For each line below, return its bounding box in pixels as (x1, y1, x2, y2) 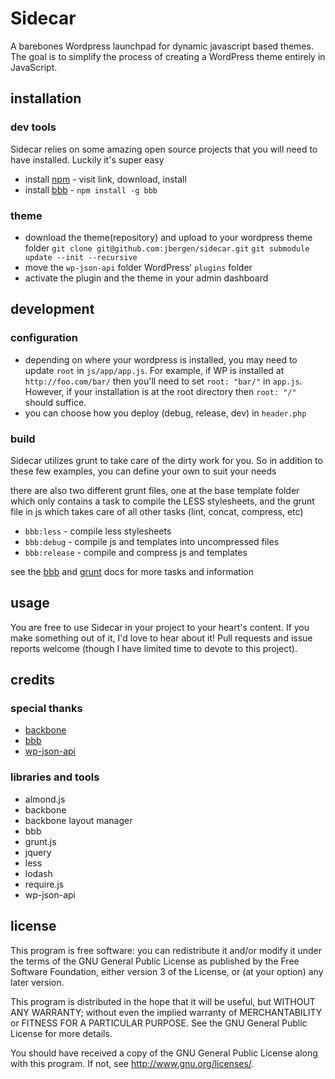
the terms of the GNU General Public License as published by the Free (10, 955, 300, 967)
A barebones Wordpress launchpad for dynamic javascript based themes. (10, 40, 314, 52)
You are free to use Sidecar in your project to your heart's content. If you (10, 621, 310, 633)
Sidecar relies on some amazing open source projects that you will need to (10, 143, 318, 155)
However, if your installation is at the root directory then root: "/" (24, 385, 297, 397)
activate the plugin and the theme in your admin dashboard (24, 272, 269, 284)
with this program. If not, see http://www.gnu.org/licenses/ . (10, 1057, 255, 1069)
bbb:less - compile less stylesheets (24, 525, 172, 537)
